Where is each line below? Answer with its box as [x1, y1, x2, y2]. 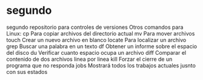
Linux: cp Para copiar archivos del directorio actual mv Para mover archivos [6, 29, 195, 37]
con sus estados [6, 68, 48, 75]
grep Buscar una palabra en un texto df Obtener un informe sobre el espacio [6, 43, 198, 50]
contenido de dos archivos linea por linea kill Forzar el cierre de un [6, 55, 173, 63]
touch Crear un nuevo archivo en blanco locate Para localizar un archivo [6, 36, 187, 43]
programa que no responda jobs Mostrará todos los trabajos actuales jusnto [6, 61, 196, 69]
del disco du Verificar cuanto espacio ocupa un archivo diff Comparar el [6, 49, 187, 56]
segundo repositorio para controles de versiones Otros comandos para [6, 23, 184, 31]
